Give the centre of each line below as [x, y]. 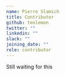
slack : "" [18, 39]
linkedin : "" [22, 34]
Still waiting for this [30, 67]
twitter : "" [21, 28]
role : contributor [29, 50]
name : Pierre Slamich [33, 11]
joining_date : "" [27, 45]
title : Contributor [30, 17]
